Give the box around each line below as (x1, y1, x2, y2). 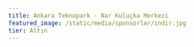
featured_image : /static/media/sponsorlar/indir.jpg (8, 19, 187, 27)
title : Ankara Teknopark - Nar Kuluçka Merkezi (8, 11, 169, 20)
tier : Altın (8, 26, 48, 34)
